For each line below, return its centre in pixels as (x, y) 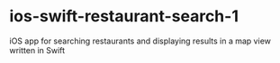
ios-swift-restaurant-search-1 (124, 16)
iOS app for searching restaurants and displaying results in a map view (140, 41)
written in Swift (37, 50)
